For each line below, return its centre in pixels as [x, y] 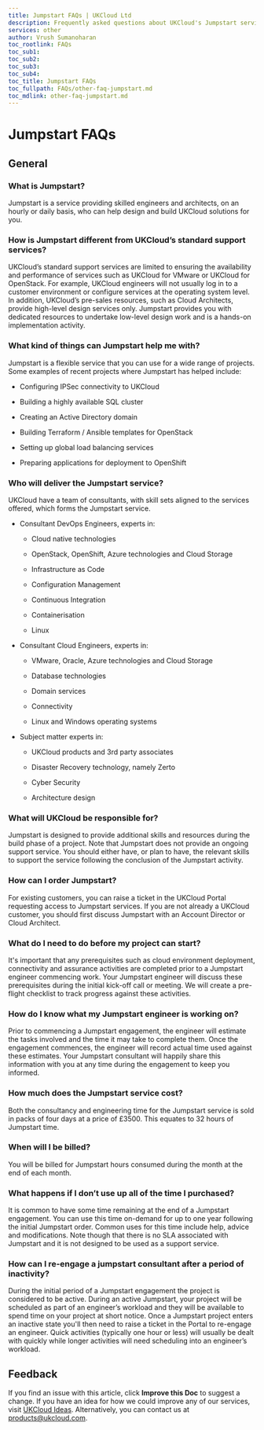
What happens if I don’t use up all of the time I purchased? [121, 1193]
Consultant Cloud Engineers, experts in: [84, 646]
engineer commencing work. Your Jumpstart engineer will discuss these [125, 977]
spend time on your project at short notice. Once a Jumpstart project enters [131, 1316]
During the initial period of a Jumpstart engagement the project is [114, 1291]
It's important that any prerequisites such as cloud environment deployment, [132, 960]
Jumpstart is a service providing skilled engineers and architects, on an [124, 203]
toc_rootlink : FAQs [40, 45]
